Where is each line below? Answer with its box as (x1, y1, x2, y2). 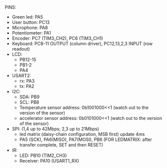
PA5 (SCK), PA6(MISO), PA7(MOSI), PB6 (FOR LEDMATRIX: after (19, 136, 152, 142)
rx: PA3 (19, 78, 35, 84)
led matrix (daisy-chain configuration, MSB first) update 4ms (19, 131, 145, 137)
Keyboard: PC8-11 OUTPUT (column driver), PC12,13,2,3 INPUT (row (12, 41, 153, 47)
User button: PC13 (12, 20, 50, 25)
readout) (12, 46, 30, 52)
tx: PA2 (19, 83, 35, 89)
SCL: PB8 (19, 99, 40, 105)
